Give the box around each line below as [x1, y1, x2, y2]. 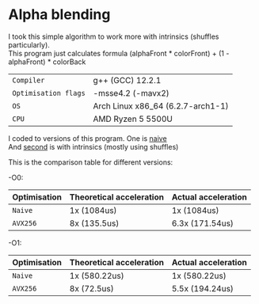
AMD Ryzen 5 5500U [93, 113, 173, 124]
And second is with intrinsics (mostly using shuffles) [8, 142, 179, 151]
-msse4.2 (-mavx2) [93, 87, 170, 98]
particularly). [8, 40, 50, 49]
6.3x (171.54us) [171, 218, 234, 229]
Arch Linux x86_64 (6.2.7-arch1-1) [93, 101, 229, 112]
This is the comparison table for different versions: [8, 157, 173, 167]
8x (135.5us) [69, 218, 120, 229]
